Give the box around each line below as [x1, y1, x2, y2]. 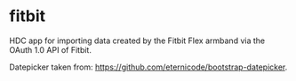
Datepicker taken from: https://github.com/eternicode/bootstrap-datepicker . [9, 62, 288, 72]
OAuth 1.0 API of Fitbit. [9, 44, 92, 55]
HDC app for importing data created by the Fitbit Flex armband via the [9, 35, 265, 46]
